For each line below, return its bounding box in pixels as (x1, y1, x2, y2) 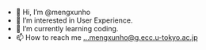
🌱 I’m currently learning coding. (15, 24, 119, 33)
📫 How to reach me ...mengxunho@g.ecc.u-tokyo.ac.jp (15, 33, 198, 42)
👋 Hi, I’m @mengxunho (15, 8, 91, 16)
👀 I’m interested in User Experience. (15, 16, 133, 25)
